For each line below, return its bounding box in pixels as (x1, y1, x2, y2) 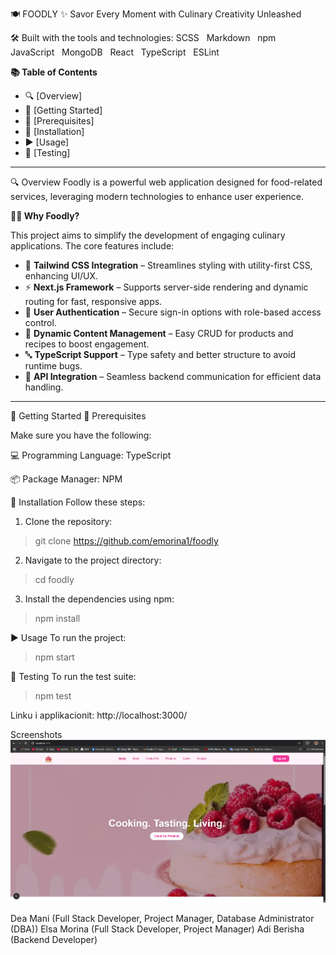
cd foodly (34, 574, 75, 585)
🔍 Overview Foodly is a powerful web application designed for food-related (10, 176, 323, 188)
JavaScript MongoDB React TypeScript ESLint (10, 46, 220, 58)
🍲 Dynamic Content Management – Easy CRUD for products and (24, 328, 294, 339)
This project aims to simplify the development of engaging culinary (10, 229, 286, 241)
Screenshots (10, 729, 63, 740)
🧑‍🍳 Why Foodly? (10, 210, 80, 222)
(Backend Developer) (10, 934, 98, 946)
